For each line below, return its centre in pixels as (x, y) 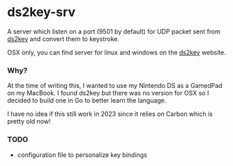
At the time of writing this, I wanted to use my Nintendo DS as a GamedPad (115, 86)
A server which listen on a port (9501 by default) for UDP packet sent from (114, 31)
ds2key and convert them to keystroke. (63, 38)
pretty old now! (29, 121)
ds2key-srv (41, 12)
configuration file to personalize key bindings (82, 155)
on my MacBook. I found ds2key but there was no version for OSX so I (108, 93)
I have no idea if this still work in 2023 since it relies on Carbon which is (110, 114)
